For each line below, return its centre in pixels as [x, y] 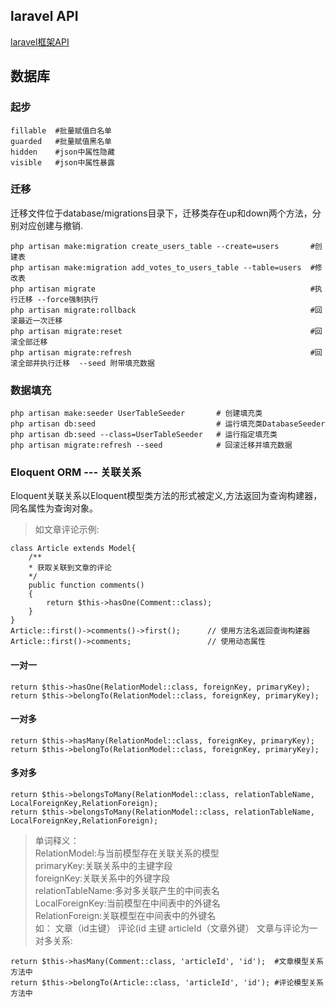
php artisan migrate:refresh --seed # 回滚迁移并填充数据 [151, 445]
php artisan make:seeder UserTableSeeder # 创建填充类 [136, 414]
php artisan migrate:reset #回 [166, 331]
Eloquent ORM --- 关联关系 [76, 472]
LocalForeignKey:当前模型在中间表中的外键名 [127, 903]
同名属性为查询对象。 [54, 508]
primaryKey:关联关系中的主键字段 [103, 865]
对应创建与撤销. [51, 225]
